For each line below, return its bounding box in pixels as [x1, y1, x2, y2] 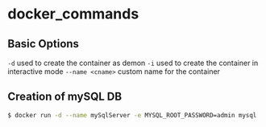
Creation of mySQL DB [7, 90, 123, 104]
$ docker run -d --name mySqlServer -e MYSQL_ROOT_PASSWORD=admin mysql [7, 111, 257, 119]
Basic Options [7, 37, 80, 51]
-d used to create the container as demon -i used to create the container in [7, 58, 259, 68]
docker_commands [7, 5, 139, 23]
